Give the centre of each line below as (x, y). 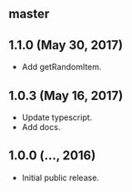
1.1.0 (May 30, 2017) (66, 45)
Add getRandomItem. (61, 67)
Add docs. (41, 127)
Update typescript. (57, 117)
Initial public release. (60, 177)
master (29, 14)
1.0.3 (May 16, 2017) (66, 95)
